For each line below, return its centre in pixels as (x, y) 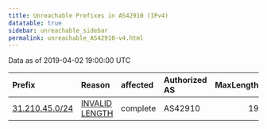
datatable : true (35, 23)
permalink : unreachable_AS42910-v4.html (76, 38)
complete (138, 108)
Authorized (185, 80)
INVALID (97, 104)
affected (137, 85)
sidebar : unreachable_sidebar (58, 30)
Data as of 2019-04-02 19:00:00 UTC (70, 61)
